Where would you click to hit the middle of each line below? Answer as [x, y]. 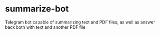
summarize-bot [37, 9]
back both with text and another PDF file [45, 27]
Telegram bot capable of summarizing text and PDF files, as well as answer [80, 22]
